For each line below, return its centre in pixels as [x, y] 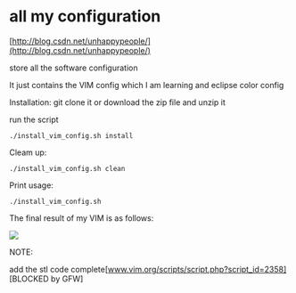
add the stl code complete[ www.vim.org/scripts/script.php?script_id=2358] [148, 269]
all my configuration [85, 16]
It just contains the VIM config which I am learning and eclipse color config [147, 85]
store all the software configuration [74, 68]
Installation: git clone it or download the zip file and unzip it [117, 102]
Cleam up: [28, 152]
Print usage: [31, 185]
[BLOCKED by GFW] [46, 279]
